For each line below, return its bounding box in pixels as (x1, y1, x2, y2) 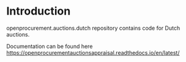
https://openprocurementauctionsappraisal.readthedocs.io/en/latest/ (6, 49, 180, 56)
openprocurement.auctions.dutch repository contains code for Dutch (6, 24, 180, 32)
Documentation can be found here (6, 43, 93, 50)
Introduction (6, 4, 71, 18)
